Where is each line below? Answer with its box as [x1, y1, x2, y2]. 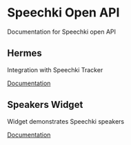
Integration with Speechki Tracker [7, 65, 103, 74]
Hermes [7, 47, 43, 59]
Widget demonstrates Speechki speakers [7, 117, 125, 125]
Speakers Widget [7, 99, 83, 111]
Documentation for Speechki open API [7, 27, 116, 36]
